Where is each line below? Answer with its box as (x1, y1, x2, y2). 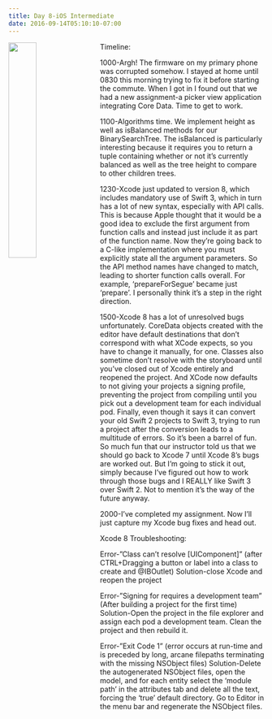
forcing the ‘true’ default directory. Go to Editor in (100, 692, 265, 703)
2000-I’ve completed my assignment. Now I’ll (100, 509, 253, 518)
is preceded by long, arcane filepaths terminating (100, 649, 265, 659)
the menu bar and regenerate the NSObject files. (100, 701, 263, 711)
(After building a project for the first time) (100, 599, 238, 609)
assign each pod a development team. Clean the (100, 617, 262, 626)
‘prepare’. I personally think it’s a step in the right (100, 288, 262, 297)
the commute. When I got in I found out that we (100, 83, 258, 93)
